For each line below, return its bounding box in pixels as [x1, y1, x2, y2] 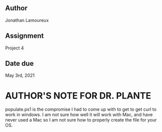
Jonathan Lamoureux [5, 17, 49, 23]
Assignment [5, 32, 44, 40]
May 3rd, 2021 [5, 72, 35, 79]
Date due [5, 59, 34, 68]
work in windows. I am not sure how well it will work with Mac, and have [5, 112, 153, 118]
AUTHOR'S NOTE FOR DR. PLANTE [5, 90, 151, 101]
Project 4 [5, 45, 24, 51]
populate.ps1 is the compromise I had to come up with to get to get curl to [5, 107, 157, 113]
